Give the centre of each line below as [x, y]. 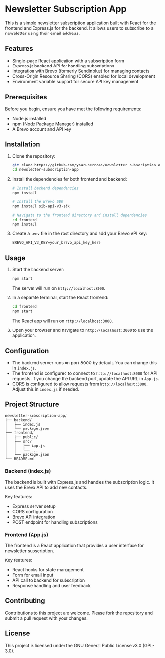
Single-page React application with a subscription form [68, 61]
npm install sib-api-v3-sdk [41, 206]
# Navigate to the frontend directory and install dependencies [80, 215]
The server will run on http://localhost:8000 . [59, 288]
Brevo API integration [34, 517]
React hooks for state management [48, 569]
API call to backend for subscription [49, 580]
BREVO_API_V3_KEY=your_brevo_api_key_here [56, 243]
